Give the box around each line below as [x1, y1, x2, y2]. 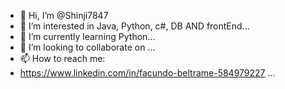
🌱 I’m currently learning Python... [19, 31, 156, 42]
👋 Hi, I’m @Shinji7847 [19, 10, 109, 21]
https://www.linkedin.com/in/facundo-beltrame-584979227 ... [19, 67, 276, 79]
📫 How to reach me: [19, 53, 106, 64]
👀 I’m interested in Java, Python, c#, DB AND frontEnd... [19, 20, 250, 32]
